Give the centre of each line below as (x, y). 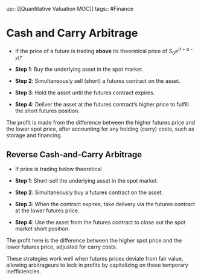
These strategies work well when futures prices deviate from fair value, (95, 259)
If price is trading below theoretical (58, 169)
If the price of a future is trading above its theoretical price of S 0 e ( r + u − (104, 51)
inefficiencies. (24, 272)
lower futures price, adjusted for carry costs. (62, 247)
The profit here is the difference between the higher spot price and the (94, 241)
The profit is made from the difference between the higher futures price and (101, 123)
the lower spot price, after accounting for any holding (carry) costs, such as (100, 129)
